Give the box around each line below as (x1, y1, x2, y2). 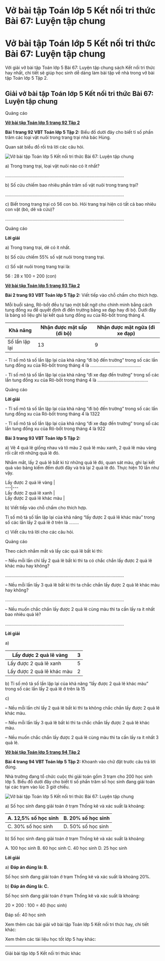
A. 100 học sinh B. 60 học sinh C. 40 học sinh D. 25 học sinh (5, 845, 128, 851)
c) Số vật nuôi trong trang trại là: (5, 263, 71, 269)
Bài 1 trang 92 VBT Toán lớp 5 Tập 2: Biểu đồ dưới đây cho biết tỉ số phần (5, 129, 154, 135)
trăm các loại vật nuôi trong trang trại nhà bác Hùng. (5, 134, 111, 140)
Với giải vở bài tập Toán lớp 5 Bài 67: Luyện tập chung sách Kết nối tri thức (5, 64, 156, 71)
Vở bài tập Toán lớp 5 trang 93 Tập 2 (5, 282, 80, 288)
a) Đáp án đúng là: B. (5, 864, 49, 870)
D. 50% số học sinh (63, 823, 109, 830)
